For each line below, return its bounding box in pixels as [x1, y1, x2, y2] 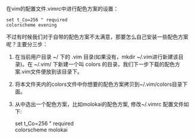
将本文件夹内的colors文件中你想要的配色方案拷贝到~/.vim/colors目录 [14, 81, 183, 88]
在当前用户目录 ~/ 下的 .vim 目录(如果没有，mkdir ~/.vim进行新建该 [14, 53, 178, 60]
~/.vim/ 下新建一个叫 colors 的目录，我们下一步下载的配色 [33, 61, 175, 68]
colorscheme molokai [14, 126, 68, 133]
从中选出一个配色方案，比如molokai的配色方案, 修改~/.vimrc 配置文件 [14, 101, 184, 108]
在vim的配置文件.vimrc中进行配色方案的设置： [6, 5, 119, 12]
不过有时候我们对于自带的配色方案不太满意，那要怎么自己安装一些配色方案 [6, 33, 188, 40]
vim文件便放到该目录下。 [21, 68, 83, 75]
